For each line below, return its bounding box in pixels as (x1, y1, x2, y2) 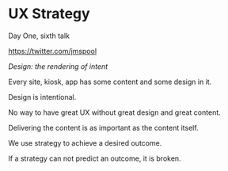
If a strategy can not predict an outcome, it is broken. (8, 154, 181, 163)
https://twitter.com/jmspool (8, 46, 97, 55)
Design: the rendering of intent (8, 61, 108, 71)
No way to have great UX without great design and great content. (8, 108, 222, 117)
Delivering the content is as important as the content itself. (8, 123, 199, 132)
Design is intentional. (8, 92, 77, 101)
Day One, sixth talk (8, 31, 70, 40)
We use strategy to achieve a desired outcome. (8, 138, 162, 147)
